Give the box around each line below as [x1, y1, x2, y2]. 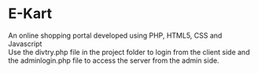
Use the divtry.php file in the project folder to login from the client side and [8, 47, 250, 57]
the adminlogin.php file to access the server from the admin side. [8, 56, 219, 65]
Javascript [8, 38, 42, 48]
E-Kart [8, 5, 53, 23]
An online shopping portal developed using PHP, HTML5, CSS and [8, 31, 223, 40]
